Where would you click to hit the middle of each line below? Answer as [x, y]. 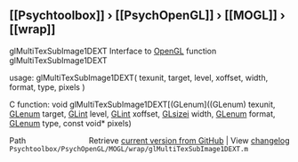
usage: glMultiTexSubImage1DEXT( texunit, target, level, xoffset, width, [139, 77]
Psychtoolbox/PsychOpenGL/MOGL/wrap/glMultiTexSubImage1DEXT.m [129, 149]
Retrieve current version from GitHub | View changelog [189, 140]
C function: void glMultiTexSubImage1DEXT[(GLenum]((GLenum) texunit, [142, 104]
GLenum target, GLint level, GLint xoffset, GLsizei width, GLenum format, [142, 113]
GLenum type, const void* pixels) [70, 123]
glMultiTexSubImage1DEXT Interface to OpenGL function [113, 51]
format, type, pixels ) [48, 87]
